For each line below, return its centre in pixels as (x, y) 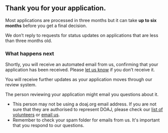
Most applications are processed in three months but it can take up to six (81, 20)
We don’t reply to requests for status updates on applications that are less (82, 35)
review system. (21, 85)
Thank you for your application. (56, 8)
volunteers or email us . (36, 115)
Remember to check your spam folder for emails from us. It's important (86, 120)
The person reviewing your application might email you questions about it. (82, 94)
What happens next (30, 53)
